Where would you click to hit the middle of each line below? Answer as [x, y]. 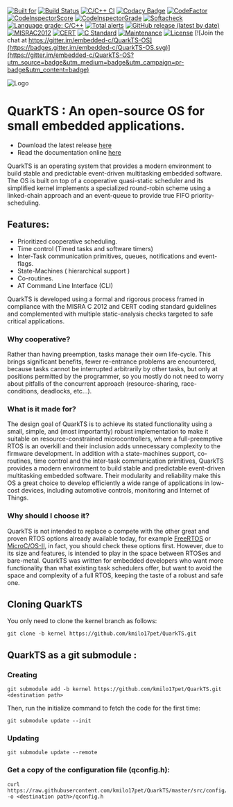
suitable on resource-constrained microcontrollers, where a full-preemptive [115, 439]
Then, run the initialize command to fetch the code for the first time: [104, 708]
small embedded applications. [96, 126]
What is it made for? [42, 409]
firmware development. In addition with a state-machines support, [102, 454]
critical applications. [36, 321]
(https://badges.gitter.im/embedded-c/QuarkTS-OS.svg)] [89, 48]
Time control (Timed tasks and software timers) [85, 248]
